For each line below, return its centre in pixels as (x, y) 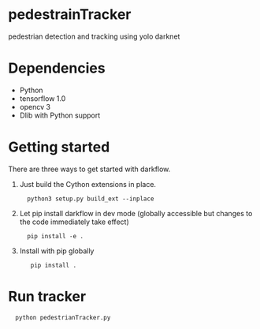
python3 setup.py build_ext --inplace (91, 199)
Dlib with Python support (60, 115)
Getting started (59, 147)
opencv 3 (35, 107)
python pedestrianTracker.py (63, 317)
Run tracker (47, 297)
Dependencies (57, 68)
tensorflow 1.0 (43, 98)
